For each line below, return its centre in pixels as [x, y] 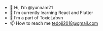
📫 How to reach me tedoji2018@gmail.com [54, 23]
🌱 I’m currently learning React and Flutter [51, 13]
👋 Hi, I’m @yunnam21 [31, 8]
